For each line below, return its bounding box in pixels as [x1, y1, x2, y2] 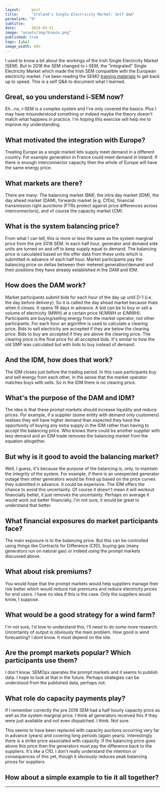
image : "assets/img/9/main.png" [5, 30, 71, 35]
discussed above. [5, 553, 41, 559]
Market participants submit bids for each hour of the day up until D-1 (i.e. [5, 294, 153, 300]
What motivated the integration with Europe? [5, 136, 146, 144]
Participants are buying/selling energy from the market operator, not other [5, 315, 155, 321]
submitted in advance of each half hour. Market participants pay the [5, 256, 142, 262]
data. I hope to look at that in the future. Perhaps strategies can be [5, 674, 139, 680]
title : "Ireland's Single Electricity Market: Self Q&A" [5, 12, 135, 17]
